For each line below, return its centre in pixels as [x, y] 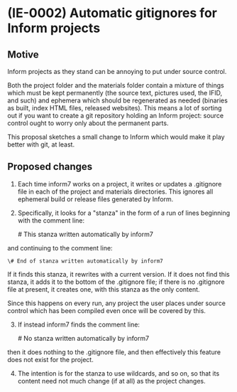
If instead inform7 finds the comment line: [79, 324]
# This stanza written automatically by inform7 [86, 234]
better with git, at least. [41, 144]
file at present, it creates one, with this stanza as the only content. [104, 289]
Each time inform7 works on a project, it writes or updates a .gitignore [120, 184]
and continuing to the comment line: [60, 248]
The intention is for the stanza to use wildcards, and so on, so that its [118, 373]
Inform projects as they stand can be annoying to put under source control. [117, 71]
